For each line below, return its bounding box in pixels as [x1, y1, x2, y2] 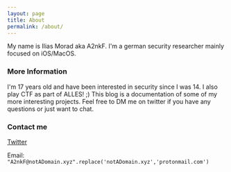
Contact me [7, 122, 48, 132]
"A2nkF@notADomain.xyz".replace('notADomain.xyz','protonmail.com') [7, 158, 209, 165]
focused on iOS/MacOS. [7, 49, 76, 58]
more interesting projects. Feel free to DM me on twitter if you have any [7, 97, 212, 105]
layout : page [7, 10, 45, 17]
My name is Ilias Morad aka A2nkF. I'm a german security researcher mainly [7, 42, 224, 51]
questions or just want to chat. [7, 105, 94, 113]
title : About [7, 17, 45, 24]
